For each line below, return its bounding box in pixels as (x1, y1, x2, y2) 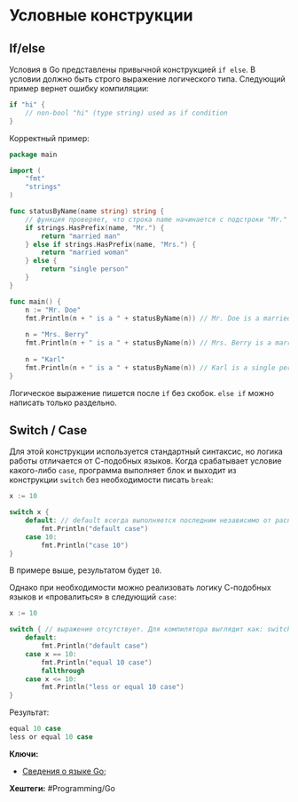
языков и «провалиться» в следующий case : (9, 592, 177, 602)
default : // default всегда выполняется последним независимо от (25, 516, 272, 525)
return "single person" (41, 265, 129, 274)
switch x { (9, 508, 50, 517)
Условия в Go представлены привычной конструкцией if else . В (9, 64, 255, 75)
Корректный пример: (9, 132, 90, 143)
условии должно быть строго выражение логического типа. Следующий (9, 74, 286, 84)
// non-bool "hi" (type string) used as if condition (25, 108, 228, 117)
